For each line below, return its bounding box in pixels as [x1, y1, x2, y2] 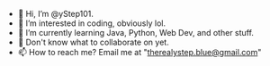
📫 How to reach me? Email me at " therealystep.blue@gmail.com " [17, 47, 262, 57]
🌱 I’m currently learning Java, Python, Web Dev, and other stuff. [17, 28, 255, 37]
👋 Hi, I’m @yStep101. [17, 9, 94, 19]
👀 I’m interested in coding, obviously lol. [17, 18, 166, 29]
